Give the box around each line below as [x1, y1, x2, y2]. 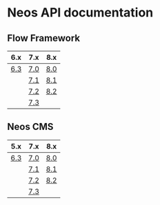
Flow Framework [7, 32, 81, 44]
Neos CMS [7, 121, 54, 133]
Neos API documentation [7, 5, 154, 21]
